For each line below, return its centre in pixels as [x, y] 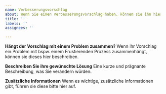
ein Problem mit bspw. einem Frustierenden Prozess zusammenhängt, [76, 52]
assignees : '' [20, 28]
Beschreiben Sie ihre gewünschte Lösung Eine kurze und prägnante [75, 66]
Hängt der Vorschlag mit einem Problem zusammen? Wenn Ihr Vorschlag [81, 46]
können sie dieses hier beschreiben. [42, 57]
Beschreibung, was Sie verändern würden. [48, 71]
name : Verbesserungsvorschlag [36, 10]
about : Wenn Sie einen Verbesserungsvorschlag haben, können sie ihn [78, 14]
